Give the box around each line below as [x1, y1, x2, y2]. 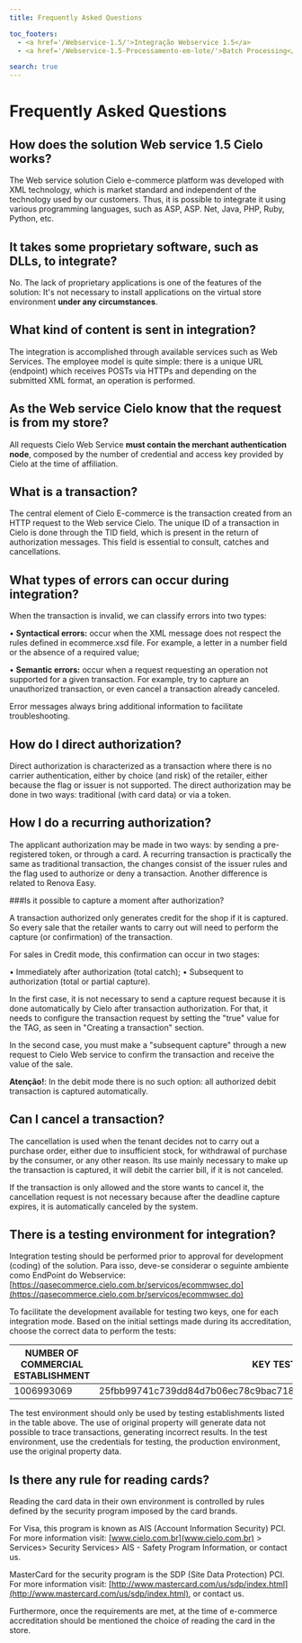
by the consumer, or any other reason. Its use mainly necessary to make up [9, 1154, 289, 1166]
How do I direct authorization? [9, 736, 182, 752]
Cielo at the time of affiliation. [9, 458, 119, 469]
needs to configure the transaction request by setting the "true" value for [9, 1012, 280, 1023]
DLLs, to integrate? [9, 253, 118, 268]
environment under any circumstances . [9, 296, 158, 307]
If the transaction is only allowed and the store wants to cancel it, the [9, 1181, 264, 1193]
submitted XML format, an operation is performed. [9, 375, 196, 385]
